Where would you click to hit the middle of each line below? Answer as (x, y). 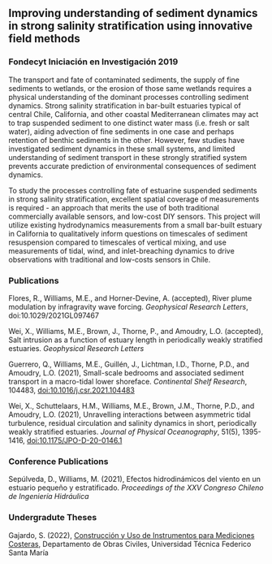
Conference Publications (58, 461)
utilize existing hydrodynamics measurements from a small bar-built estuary (135, 225)
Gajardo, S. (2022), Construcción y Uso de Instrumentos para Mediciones (132, 535)
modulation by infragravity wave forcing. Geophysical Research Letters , (129, 306)
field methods (45, 39)
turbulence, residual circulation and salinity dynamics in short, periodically (133, 423)
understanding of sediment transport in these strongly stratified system (128, 157)
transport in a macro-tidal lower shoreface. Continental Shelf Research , (128, 381)
